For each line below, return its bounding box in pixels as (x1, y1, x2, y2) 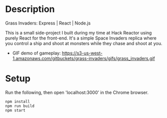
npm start (5, 107, 26, 113)
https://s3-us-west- (61, 50, 102, 56)
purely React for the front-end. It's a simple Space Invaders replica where (5, 35, 156, 41)
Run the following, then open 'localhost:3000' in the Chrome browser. (5, 89, 149, 95)
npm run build (5, 103, 35, 108)
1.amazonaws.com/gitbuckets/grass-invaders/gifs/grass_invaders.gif (12, 55, 155, 61)
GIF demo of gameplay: (12, 50, 61, 56)
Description (5, 3, 55, 15)
